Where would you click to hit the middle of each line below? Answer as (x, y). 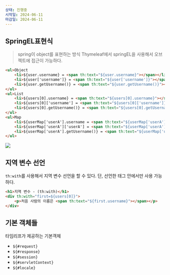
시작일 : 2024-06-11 (24, 15)
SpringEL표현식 (29, 41)
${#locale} (24, 268)
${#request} (25, 247)
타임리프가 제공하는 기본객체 (33, 236)
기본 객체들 (22, 223)
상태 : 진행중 (16, 10)
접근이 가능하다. (47, 61)
